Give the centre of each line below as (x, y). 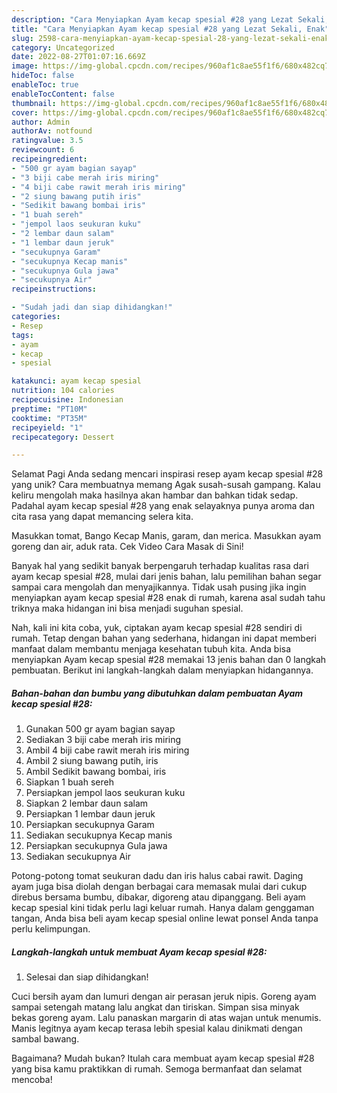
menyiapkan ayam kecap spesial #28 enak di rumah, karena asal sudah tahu (168, 598)
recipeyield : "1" (47, 427)
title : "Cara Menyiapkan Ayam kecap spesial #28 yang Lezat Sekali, (157, 29)
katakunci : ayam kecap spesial (76, 381)
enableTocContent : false (63, 94)
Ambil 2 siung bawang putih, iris (92, 761)
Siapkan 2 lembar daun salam (87, 803)
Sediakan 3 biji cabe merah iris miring (103, 740)
